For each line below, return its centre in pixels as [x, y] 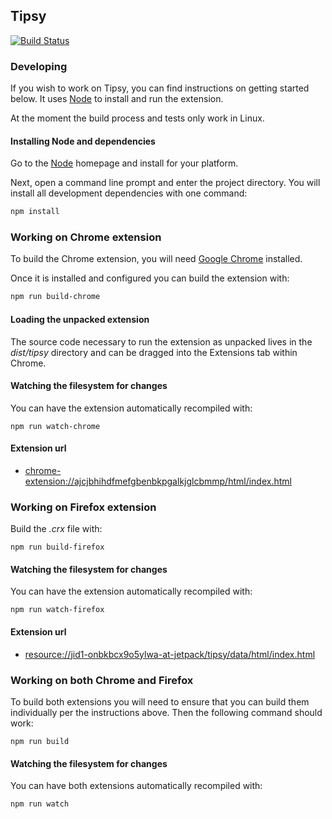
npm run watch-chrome [55, 426]
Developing [39, 66]
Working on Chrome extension [86, 237]
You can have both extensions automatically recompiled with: [136, 786]
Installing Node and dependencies [83, 141]
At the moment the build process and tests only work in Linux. [137, 118]
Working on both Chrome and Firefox [102, 680]
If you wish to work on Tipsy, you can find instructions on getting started [160, 88]
